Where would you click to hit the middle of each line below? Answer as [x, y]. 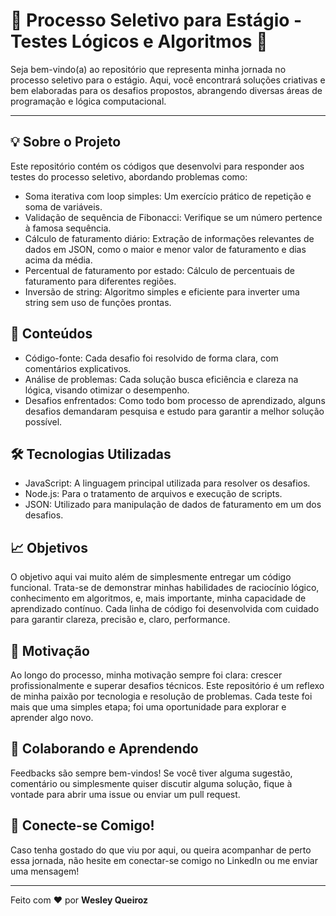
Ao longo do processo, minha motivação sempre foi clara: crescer [146, 675]
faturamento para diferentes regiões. [100, 281]
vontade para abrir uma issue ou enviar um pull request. [125, 794]
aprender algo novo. [52, 717]
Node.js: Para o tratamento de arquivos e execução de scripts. [153, 494]
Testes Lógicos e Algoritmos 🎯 [139, 41]
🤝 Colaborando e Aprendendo [104, 749]
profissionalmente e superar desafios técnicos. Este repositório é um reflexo [167, 685]
